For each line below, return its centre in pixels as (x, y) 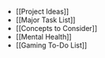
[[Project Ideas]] (42, 12)
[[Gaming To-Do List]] (51, 45)
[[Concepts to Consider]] (56, 28)
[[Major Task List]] (45, 20)
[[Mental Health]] (44, 37)
